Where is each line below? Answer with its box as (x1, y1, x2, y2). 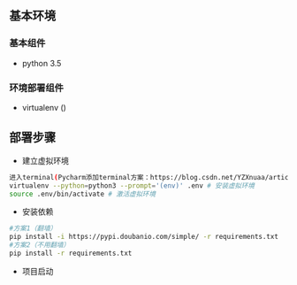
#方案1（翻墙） (9, 224, 57, 233)
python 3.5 (21, 58, 62, 68)
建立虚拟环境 (21, 155, 69, 166)
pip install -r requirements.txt (9, 249, 133, 258)
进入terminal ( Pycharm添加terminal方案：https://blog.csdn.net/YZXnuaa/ (9, 173, 270, 181)
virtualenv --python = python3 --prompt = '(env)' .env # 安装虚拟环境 (9, 181, 255, 190)
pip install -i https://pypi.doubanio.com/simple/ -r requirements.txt (9, 233, 278, 242)
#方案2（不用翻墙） (9, 241, 71, 250)
